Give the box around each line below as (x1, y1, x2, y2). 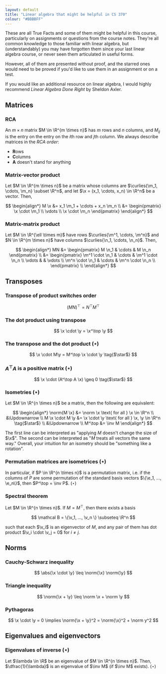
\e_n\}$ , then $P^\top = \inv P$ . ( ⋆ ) (5, 480, 77, 486)
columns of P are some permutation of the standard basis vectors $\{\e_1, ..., (5, 475, 162, 481)
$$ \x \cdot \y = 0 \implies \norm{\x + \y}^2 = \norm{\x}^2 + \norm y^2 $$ (8, 617, 159, 623)
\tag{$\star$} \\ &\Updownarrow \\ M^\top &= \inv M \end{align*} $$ (14, 420, 153, 426)
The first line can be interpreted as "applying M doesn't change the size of (5, 430, 158, 436)
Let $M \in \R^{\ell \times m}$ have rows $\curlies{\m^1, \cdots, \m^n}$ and (5, 232, 159, 238)
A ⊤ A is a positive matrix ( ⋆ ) (5, 364, 73, 372)
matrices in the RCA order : (5, 139, 59, 145)
